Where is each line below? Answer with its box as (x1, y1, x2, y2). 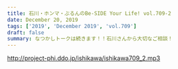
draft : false (7, 29, 45, 36)
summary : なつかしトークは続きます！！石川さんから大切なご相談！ (7, 36, 173, 42)
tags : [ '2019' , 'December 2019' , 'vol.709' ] (7, 23, 137, 29)
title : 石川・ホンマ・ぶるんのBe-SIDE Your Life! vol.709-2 (7, 10, 172, 17)
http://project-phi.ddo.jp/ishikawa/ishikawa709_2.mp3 (7, 54, 160, 62)
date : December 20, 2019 (7, 16, 78, 23)
